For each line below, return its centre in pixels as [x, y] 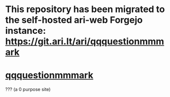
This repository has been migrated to [85, 9]
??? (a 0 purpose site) [28, 89]
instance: [26, 31]
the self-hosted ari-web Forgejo [74, 20]
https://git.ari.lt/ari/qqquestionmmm [85, 42]
